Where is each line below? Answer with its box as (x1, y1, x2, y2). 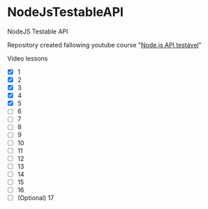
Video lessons (7, 54, 48, 63)
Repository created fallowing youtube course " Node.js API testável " (7, 40, 202, 49)
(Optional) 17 (17, 193, 54, 202)
